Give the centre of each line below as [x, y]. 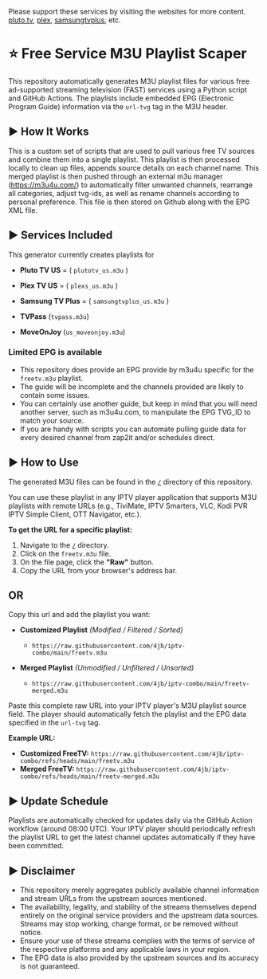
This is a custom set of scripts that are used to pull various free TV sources [132, 151]
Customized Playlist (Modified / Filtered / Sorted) [101, 630]
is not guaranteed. [50, 966]
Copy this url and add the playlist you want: [79, 615]
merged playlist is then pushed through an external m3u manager [116, 176]
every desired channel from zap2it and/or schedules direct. [117, 437]
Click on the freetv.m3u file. [65, 553]
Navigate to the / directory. [64, 545]
